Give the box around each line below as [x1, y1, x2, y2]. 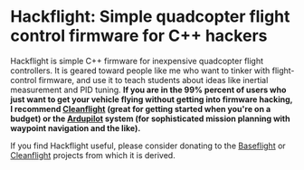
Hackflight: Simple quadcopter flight [10, 6, 290, 27]
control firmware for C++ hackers [10, 25, 268, 46]
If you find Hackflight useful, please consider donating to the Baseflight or [10, 140, 286, 151]
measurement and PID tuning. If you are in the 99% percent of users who [10, 84, 287, 95]
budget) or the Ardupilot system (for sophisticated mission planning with [10, 113, 290, 124]
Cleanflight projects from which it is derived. [10, 149, 176, 160]
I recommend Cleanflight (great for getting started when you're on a [10, 103, 271, 114]
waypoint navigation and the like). [10, 122, 141, 133]
